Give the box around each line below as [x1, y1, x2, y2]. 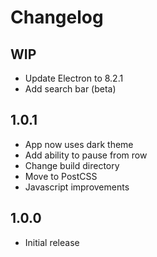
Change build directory [24, 159, 120, 171]
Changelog [10, 6, 104, 29]
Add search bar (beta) [24, 83, 117, 95]
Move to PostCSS [24, 170, 98, 182]
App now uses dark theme [24, 138, 134, 150]
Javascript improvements [24, 181, 130, 193]
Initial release [24, 236, 80, 248]
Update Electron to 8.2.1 [24, 72, 124, 84]
